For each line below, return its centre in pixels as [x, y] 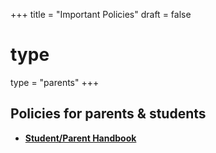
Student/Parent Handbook [80, 138]
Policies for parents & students [108, 114]
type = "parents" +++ [55, 82]
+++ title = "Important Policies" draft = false [101, 14]
